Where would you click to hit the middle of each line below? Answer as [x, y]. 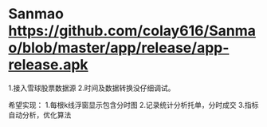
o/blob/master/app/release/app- [119, 48]
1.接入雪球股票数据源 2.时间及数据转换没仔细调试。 [92, 88]
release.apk [49, 65]
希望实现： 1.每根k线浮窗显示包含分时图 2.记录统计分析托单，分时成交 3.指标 [133, 105]
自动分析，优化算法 [40, 115]
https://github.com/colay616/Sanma [132, 31]
